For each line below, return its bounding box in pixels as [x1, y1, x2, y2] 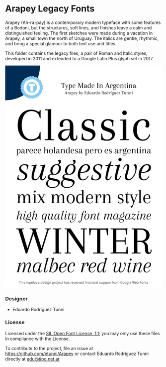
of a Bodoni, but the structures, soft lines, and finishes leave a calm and [5, 24, 152, 30]
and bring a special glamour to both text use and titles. [5, 40, 117, 46]
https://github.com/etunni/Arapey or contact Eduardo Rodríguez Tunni [5, 351, 149, 357]
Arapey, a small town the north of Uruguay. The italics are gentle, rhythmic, [5, 35, 159, 41]
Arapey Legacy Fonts [5, 3, 95, 14]
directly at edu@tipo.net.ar [5, 356, 60, 362]
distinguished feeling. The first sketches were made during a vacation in [5, 30, 153, 36]
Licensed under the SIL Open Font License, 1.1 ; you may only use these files [5, 330, 160, 336]
